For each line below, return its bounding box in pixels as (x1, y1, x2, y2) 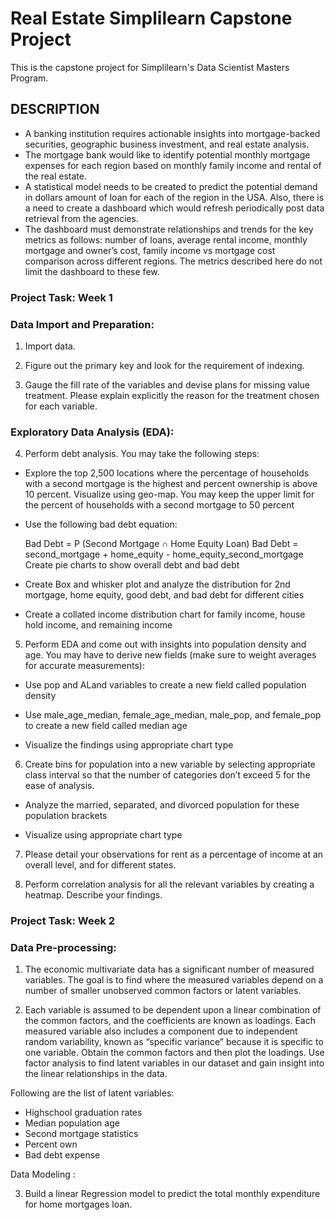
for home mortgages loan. (24, 1198, 133, 1211)
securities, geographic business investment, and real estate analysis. (24, 138, 310, 150)
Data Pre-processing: (10, 941, 117, 955)
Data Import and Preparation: (10, 317, 155, 331)
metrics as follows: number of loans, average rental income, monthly (24, 233, 308, 246)
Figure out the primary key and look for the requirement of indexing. (24, 359, 305, 371)
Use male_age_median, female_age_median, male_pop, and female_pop (24, 709, 322, 721)
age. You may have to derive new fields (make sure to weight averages (24, 649, 317, 661)
